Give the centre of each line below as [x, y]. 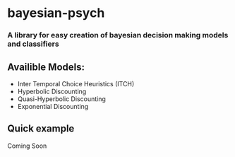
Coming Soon [27, 146]
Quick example [41, 129]
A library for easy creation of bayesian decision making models [118, 35]
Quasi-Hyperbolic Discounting [61, 99]
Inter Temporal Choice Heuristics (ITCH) [76, 83]
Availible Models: [46, 67]
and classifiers [33, 44]
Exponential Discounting [53, 106]
